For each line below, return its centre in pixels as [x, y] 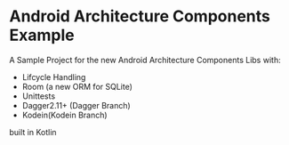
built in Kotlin [33, 132]
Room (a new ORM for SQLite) [77, 86]
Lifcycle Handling [54, 77]
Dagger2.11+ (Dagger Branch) [76, 105]
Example [42, 35]
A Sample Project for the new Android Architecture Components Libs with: [145, 60]
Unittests [39, 96]
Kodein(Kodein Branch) [65, 115]
